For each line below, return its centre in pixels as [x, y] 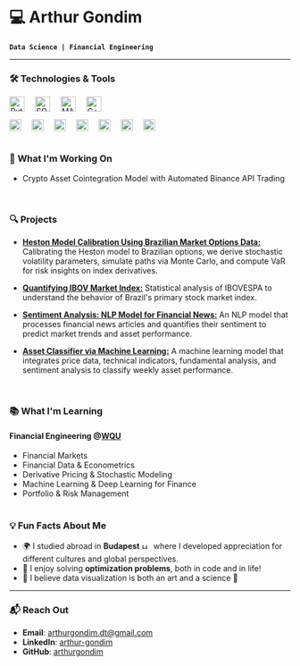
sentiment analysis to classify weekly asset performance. [128, 370]
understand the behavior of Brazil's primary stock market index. [139, 298]
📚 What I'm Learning [56, 411]
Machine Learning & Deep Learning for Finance [109, 485]
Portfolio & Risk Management [75, 493]
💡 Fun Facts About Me [58, 526]
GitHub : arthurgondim [63, 652]
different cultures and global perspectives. [100, 559]
